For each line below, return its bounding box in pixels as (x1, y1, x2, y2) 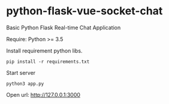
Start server (6, 69, 36, 76)
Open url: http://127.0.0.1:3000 (6, 91, 81, 98)
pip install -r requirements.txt (6, 59, 90, 65)
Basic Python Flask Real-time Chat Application (6, 24, 121, 31)
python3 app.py (6, 81, 44, 87)
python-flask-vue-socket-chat (6, 4, 163, 18)
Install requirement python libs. (6, 47, 83, 54)
